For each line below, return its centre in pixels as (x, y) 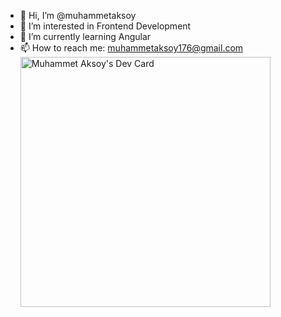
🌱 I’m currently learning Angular (85, 36)
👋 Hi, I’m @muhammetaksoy (78, 15)
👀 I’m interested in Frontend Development (105, 26)
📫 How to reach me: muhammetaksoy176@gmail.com (131, 48)
